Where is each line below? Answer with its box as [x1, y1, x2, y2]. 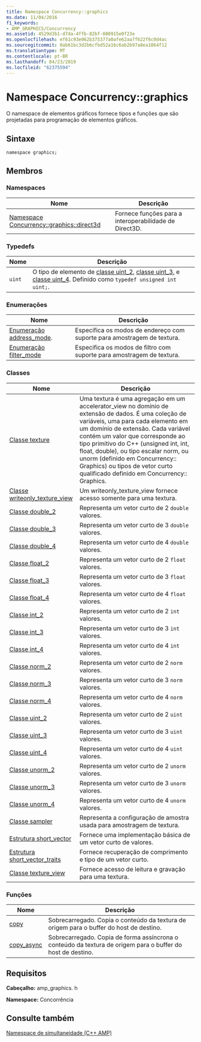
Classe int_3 [9, 628, 44, 636]
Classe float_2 [9, 559, 50, 567]
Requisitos [6, 968, 47, 979]
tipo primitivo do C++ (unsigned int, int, [79, 439, 190, 448]
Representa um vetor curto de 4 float [79, 590, 186, 598]
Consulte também [6, 1013, 75, 1023]
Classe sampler [9, 817, 53, 825]
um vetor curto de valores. [79, 838, 154, 846]
